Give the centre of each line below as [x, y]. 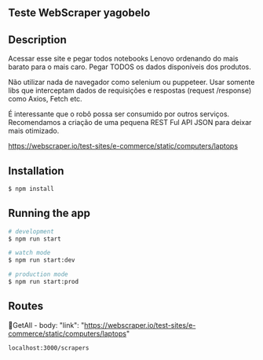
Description [37, 40]
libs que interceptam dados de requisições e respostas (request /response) [130, 90]
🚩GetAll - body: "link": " [46, 325]
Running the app [49, 213]
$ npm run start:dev [42, 260]
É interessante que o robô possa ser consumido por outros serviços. [119, 114]
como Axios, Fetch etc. [45, 99]
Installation [36, 171]
